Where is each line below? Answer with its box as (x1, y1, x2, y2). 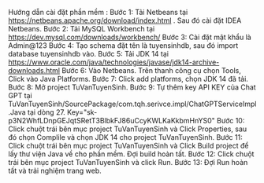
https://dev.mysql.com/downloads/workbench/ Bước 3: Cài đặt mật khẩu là (8, 32, 252, 42)
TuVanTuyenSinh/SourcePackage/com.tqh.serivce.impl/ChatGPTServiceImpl (8, 99, 257, 108)
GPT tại (8, 91, 33, 100)
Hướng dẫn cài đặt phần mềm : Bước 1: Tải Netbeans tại (8, 8, 188, 16)
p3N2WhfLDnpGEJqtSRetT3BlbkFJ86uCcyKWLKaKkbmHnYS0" (8, 116, 215, 125)
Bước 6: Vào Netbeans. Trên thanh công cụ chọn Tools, (61, 66, 242, 75)
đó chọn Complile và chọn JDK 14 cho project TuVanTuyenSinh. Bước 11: (8, 133, 243, 141)
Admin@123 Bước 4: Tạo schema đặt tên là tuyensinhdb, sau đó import (8, 41, 239, 50)
